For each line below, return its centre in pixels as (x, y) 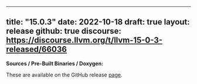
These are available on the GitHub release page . (64, 75)
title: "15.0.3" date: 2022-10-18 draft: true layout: (98, 22)
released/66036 (37, 49)
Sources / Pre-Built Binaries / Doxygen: (55, 63)
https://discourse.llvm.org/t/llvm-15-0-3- (84, 41)
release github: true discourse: (64, 31)
